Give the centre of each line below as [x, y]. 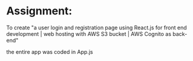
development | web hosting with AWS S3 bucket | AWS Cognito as [89, 33]
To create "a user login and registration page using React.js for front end [97, 28]
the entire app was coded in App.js [50, 51]
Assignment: [39, 11]
